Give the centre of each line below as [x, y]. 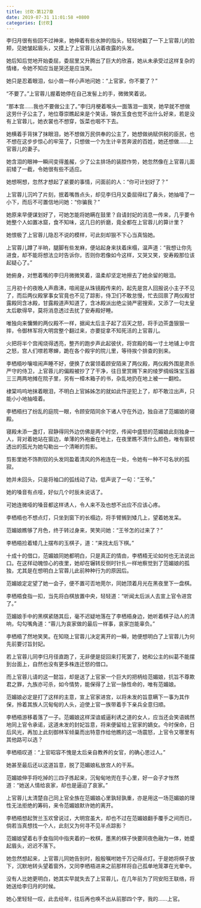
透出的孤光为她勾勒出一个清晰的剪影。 [53, 447]
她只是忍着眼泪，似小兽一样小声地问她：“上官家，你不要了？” [82, 81]
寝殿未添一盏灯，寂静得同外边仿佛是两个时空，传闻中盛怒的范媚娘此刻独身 [98, 432]
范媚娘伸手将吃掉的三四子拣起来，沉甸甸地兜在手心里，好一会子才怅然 [93, 778]
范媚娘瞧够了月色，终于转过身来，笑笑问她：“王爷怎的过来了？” [85, 531]
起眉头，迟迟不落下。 [32, 846]
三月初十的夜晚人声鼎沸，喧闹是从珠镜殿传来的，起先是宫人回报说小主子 [95, 288]
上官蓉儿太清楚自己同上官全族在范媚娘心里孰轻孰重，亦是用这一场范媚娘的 [98, 798]
